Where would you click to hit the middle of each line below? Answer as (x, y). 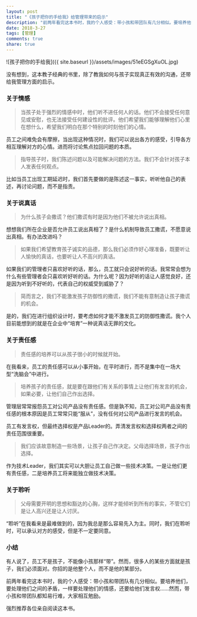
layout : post (22, 11)
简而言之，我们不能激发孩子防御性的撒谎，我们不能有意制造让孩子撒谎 (105, 296)
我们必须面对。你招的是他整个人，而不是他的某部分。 (80, 569)
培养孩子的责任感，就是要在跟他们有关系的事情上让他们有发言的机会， (105, 386)
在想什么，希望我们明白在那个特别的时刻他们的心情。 (85, 127)
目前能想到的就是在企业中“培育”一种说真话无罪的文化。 (73, 323)
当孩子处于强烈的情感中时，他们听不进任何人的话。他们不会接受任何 (103, 112)
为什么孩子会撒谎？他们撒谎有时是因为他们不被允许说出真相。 (95, 217)
